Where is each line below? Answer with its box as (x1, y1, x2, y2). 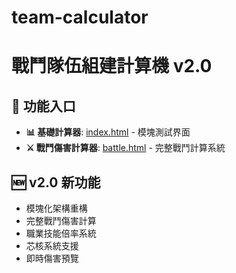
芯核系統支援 (25, 240, 79, 251)
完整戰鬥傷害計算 (25, 215, 97, 226)
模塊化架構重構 (25, 202, 88, 214)
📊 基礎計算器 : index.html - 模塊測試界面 (25, 126, 191, 138)
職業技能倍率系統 (25, 227, 97, 239)
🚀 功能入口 (11, 97, 76, 115)
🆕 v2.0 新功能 (11, 174, 101, 191)
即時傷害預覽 (25, 252, 79, 264)
